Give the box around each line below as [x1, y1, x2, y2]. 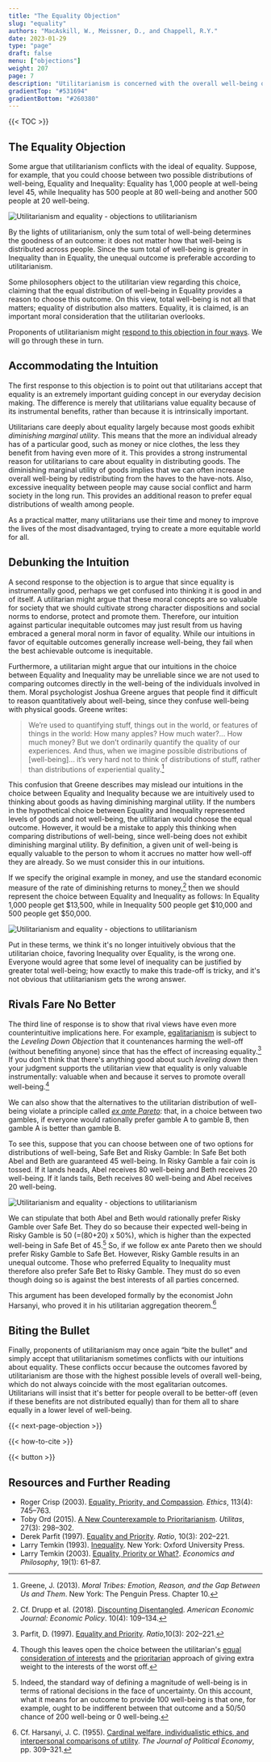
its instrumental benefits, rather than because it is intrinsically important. [8, 406, 249, 416]
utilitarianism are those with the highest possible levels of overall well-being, [8, 1371, 262, 1381]
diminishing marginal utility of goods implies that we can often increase [8, 465, 244, 474]
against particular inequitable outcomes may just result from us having [8, 620, 243, 630]
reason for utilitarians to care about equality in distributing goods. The [8, 456, 240, 466]
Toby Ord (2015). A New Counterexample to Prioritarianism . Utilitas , [19, 1515, 244, 1524]
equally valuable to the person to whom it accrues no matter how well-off [8, 849, 252, 858]
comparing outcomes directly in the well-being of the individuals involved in [8, 678, 261, 688]
